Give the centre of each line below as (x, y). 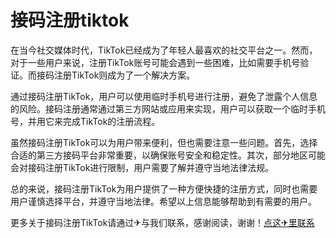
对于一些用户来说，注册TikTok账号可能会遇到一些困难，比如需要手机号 (155, 62)
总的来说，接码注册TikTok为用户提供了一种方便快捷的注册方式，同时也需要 (164, 188)
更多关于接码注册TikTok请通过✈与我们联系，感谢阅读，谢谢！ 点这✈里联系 (162, 222)
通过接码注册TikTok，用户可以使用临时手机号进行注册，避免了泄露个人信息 (164, 96)
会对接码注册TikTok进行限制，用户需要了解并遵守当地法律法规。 (142, 167)
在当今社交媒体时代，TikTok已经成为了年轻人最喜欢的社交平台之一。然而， (164, 50)
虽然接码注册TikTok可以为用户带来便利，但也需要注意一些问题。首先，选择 (164, 142)
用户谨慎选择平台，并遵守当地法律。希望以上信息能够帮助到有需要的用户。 (163, 201)
